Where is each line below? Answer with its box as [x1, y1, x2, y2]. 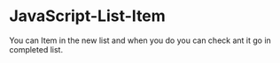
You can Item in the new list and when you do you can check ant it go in [9, 35, 272, 45]
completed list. [9, 44, 64, 54]
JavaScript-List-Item [9, 6, 166, 26]
